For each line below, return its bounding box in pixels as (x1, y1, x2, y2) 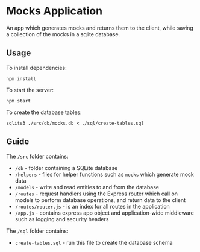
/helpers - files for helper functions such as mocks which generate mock (14, 171, 195, 178)
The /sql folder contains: (6, 227, 69, 235)
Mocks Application (6, 4, 103, 18)
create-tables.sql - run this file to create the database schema (14, 239, 173, 246)
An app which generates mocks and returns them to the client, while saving (6, 24, 194, 31)
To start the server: (6, 86, 54, 93)
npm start (6, 98, 31, 104)
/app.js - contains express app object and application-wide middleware (14, 209, 194, 216)
